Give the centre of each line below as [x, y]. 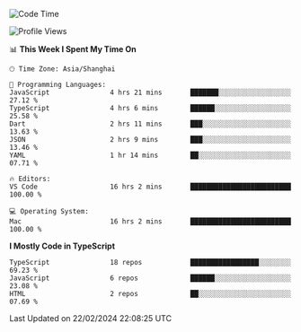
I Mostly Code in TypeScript [62, 246]
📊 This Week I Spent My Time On [73, 49]
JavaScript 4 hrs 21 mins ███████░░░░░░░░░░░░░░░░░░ [150, 92]
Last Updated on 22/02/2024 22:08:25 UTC [91, 318]
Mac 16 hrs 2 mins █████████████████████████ [150, 222]
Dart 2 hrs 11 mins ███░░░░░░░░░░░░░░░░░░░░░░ [150, 124]
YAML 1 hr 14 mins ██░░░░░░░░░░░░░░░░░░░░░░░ [150, 155]
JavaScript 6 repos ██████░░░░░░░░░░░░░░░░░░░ [150, 278]
